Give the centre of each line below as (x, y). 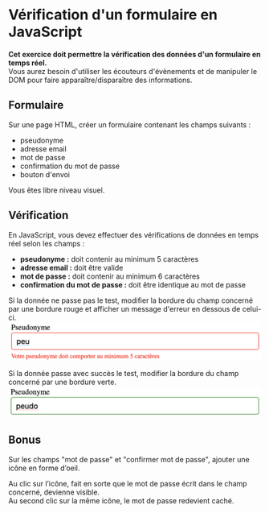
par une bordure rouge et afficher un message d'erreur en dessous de (124, 308)
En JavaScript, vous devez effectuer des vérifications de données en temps (134, 234)
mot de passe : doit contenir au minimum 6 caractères (110, 276)
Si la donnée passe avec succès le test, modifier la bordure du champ (124, 374)
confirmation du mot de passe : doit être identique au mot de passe (133, 284)
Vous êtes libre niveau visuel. (57, 190)
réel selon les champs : (47, 243)
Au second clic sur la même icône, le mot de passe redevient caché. (121, 500)
